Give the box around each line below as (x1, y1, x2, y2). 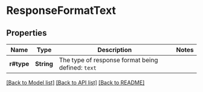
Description (97, 46, 132, 54)
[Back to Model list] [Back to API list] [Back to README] (6, 79, 145, 86)
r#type (9, 60, 30, 68)
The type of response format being (59, 56, 158, 64)
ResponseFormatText (6, 4, 117, 18)
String (35, 60, 53, 68)
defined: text (59, 64, 97, 71)
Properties (6, 28, 47, 38)
